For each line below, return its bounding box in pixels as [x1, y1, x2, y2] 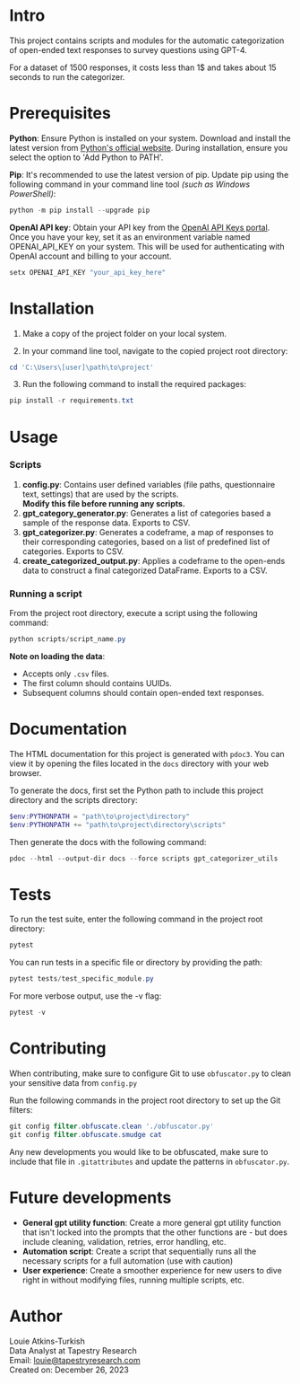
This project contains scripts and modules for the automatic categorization [9, 35, 285, 46]
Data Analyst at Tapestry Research [9, 1344, 137, 1356]
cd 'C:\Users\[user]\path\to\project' [9, 363, 154, 372]
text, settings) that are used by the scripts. [21, 489, 179, 499]
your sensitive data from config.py [9, 1078, 137, 1089]
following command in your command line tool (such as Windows [9, 179, 251, 190]
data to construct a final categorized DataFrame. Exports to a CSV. [21, 565, 268, 576]
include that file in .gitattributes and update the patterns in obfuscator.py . [9, 1156, 290, 1167]
